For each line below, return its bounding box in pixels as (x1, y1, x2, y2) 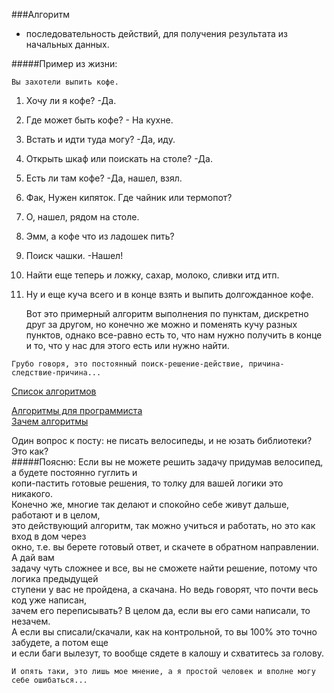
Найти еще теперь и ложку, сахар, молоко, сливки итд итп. (25, 269, 280, 281)
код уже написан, (11, 594, 88, 606)
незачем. (11, 615, 51, 627)
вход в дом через (11, 530, 87, 542)
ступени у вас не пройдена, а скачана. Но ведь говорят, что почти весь (11, 584, 319, 595)
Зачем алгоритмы (11, 415, 89, 427)
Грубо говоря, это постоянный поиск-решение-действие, (11, 359, 245, 369)
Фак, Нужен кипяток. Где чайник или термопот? (25, 192, 233, 203)
